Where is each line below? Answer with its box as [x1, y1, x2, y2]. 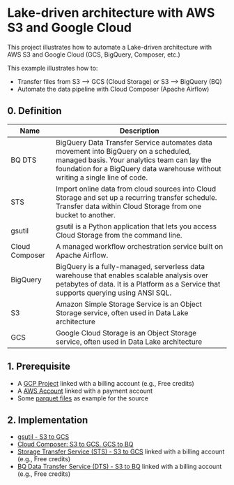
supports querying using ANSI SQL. [55, 288, 172, 298]
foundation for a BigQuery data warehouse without [55, 164, 221, 173]
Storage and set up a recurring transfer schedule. [55, 192, 217, 202]
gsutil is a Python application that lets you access [55, 222, 217, 231]
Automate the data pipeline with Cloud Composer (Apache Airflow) [17, 85, 210, 93]
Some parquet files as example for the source [17, 393, 148, 403]
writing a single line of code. [55, 173, 148, 182]
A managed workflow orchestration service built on [55, 241, 224, 251]
